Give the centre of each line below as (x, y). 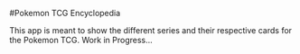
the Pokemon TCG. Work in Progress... (81, 40)
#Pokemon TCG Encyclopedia (65, 13)
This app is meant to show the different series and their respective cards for (150, 30)
